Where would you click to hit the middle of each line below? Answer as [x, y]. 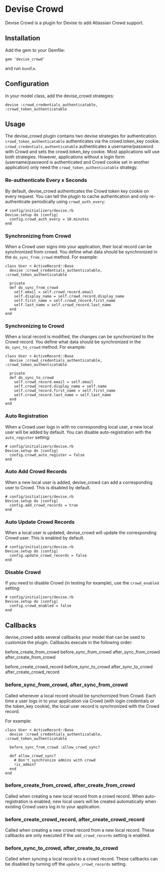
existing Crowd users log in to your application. [53, 806]
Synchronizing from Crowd [38, 236]
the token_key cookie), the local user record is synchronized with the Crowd [82, 706]
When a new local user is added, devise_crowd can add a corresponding [79, 482]
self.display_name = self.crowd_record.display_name [69, 296]
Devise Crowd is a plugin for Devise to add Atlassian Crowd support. [74, 23]
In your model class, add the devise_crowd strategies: [60, 96]
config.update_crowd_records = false [48, 556]
